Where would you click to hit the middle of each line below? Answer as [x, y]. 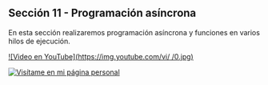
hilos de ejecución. [39, 41]
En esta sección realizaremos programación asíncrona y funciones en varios [134, 32]
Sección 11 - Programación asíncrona [102, 13]
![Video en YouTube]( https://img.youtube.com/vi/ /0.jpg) [101, 56]
